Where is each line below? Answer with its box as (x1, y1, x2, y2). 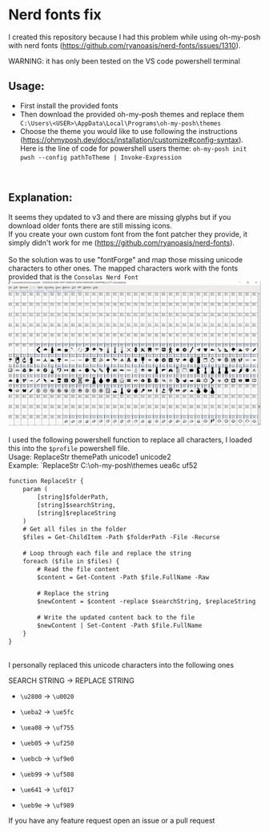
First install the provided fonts (19, 100, 118, 110)
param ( (22, 486, 48, 494)
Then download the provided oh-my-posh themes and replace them (19, 109, 244, 119)
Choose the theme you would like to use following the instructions (19, 126, 238, 136)
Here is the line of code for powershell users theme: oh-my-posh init (19, 143, 247, 153)
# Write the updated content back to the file (37, 614, 195, 622)
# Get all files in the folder (22, 526, 127, 534)
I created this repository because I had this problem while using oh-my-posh (8, 32, 261, 42)
